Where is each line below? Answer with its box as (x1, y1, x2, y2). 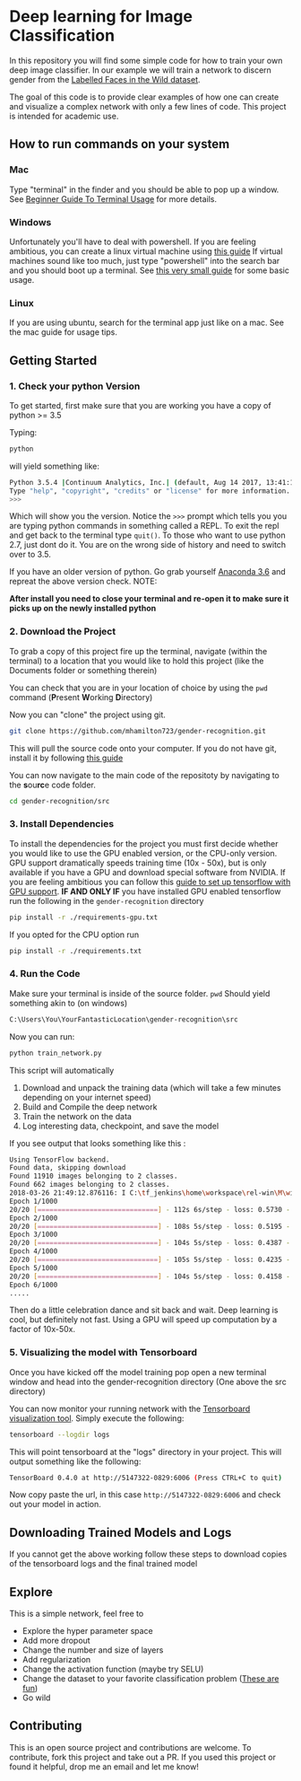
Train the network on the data (21, 1110, 133, 1121)
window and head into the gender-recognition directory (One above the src (9, 1376, 287, 1387)
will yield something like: (9, 461, 100, 471)
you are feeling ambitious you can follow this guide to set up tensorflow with (9, 876, 291, 887)
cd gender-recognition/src (9, 796, 110, 805)
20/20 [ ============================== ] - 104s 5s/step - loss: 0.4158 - (9, 1272, 291, 1281)
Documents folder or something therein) (9, 664, 158, 675)
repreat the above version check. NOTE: (9, 576, 158, 587)
